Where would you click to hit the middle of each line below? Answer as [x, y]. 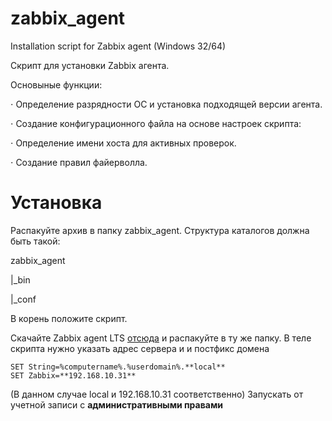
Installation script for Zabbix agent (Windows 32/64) [118, 46]
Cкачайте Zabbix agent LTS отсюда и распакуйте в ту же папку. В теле [161, 338]
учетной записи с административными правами [116, 404]
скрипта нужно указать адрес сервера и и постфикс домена [140, 348]
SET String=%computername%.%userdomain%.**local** [118, 367]
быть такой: [35, 241]
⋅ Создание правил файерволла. [79, 162]
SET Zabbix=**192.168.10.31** [73, 375]
